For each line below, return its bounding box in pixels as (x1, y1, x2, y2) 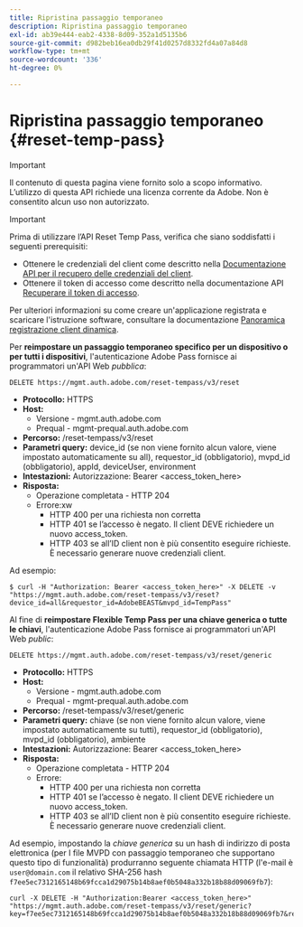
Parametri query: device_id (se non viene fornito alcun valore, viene (22, 442, 277, 453)
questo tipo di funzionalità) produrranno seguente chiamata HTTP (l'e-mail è (9, 857, 293, 867)
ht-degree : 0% (9, 64, 63, 73)
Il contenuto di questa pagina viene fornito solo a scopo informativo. (9, 177, 263, 188)
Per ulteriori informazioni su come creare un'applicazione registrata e (9, 304, 268, 315)
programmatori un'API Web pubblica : (9, 360, 147, 371)
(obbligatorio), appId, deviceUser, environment (22, 461, 197, 472)
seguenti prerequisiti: (9, 240, 88, 251)
